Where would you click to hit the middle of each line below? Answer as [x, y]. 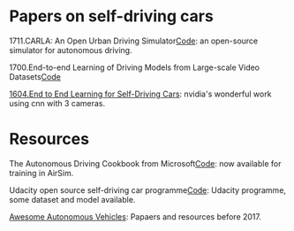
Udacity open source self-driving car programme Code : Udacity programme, [148, 190]
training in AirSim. [41, 173]
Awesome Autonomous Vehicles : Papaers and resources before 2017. [136, 216]
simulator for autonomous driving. [71, 50]
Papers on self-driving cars [111, 16]
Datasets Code [35, 76]
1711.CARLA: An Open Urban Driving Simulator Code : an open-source [134, 41]
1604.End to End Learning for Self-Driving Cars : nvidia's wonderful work [140, 94]
